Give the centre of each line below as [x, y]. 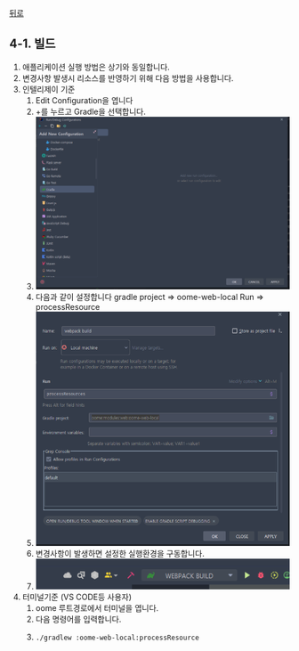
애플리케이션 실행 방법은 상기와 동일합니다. [96, 67]
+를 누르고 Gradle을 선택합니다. [91, 111]
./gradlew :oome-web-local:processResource [117, 638]
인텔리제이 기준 [48, 89]
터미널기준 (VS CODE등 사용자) [77, 597]
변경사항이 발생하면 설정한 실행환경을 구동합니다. [120, 554]
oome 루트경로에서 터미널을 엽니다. [97, 608]
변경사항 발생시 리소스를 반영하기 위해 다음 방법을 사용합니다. [128, 77]
